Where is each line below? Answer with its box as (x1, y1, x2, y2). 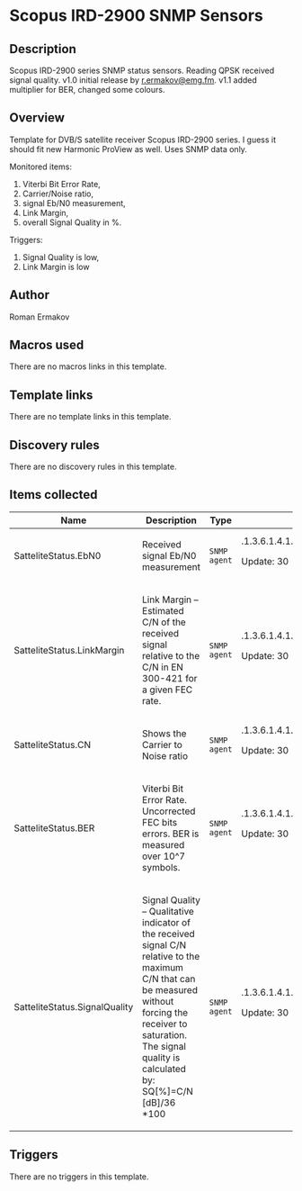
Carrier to (142, 738, 182, 751)
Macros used (9, 338, 84, 353)
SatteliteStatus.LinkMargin (13, 644, 125, 656)
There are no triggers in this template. (9, 1171, 150, 1182)
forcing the (142, 1006, 189, 1018)
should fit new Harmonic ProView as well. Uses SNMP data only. (9, 143, 247, 154)
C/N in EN (142, 661, 184, 673)
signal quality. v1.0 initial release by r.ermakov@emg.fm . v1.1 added (9, 75, 258, 86)
